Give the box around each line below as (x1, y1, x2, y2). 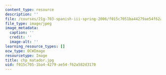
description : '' (5, 12, 39, 17)
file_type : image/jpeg (5, 21, 52, 26)
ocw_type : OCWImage (5, 48, 45, 53)
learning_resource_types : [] (5, 44, 65, 49)
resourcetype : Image (5, 53, 48, 58)
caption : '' (9, 30, 35, 35)
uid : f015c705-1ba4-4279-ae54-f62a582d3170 (5, 62, 96, 67)
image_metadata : (5, 26, 39, 31)
